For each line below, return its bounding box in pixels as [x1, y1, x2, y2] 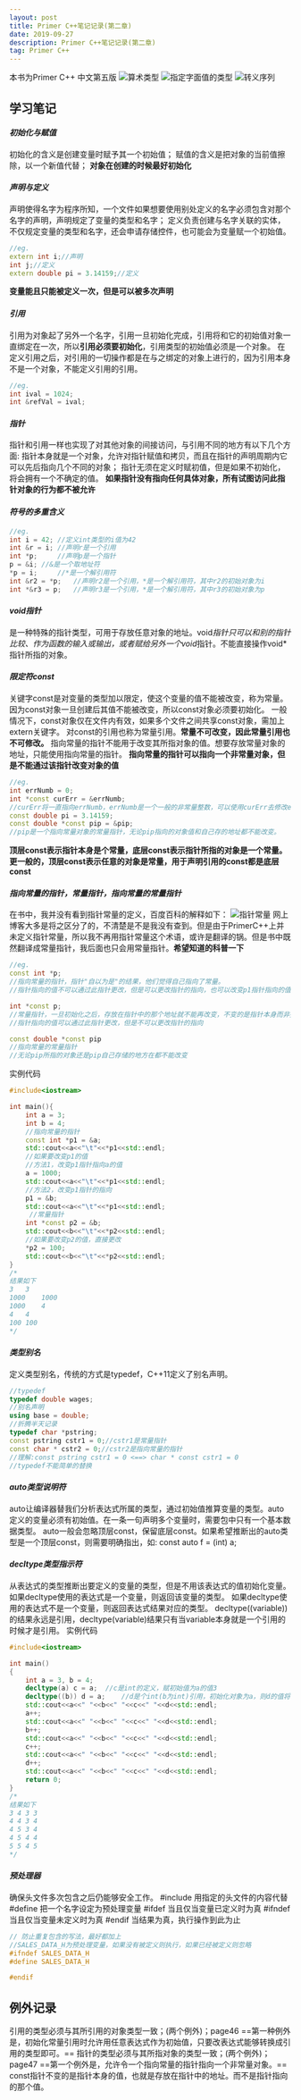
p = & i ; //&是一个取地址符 [9, 560, 101, 569]
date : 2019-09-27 [9, 29, 74, 38]
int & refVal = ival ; [9, 398, 87, 407]
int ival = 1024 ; [9, 390, 74, 399]
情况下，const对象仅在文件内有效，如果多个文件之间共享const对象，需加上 [9, 716, 286, 727]
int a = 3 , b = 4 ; [25, 1676, 94, 1684]
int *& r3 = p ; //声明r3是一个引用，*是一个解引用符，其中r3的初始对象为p [9, 584, 265, 594]
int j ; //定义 [9, 260, 55, 269]
